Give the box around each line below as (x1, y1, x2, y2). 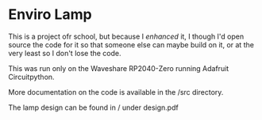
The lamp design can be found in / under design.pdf (8, 103, 179, 112)
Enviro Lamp (8, 6, 93, 24)
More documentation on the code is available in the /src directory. (8, 87, 224, 96)
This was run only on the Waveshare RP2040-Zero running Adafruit (8, 63, 229, 73)
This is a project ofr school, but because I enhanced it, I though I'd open (8, 32, 245, 41)
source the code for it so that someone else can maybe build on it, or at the (8, 39, 254, 49)
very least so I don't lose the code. (8, 48, 121, 58)
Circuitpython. (8, 72, 55, 81)
